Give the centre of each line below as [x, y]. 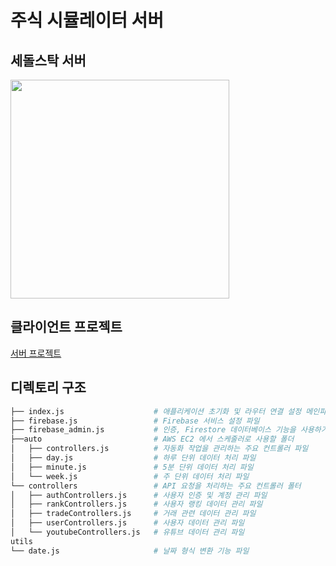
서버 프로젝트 [36, 353]
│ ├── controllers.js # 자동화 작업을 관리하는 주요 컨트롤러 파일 [159, 449]
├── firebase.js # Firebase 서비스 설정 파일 [135, 421]
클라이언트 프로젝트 [66, 327]
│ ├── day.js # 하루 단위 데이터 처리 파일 [133, 458]
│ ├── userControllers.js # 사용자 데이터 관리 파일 [127, 523]
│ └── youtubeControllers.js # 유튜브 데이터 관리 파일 [127, 532]
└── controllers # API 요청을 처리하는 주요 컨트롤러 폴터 [156, 486]
